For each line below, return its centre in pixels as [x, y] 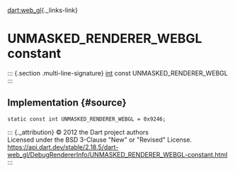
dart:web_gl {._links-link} [42, 10]
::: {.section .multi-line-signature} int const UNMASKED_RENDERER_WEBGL [117, 73]
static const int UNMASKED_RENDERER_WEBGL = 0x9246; [87, 119]
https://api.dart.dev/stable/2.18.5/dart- [63, 147]
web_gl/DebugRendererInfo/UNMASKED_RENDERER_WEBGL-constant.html [117, 154]
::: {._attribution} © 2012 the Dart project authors [78, 132]
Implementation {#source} [67, 103]
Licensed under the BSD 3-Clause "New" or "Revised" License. [100, 140]
